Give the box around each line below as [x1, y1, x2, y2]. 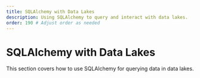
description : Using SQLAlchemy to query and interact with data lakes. [6, 14, 188, 20]
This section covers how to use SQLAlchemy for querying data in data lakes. [6, 65, 194, 72]
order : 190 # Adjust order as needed [6, 20, 100, 26]
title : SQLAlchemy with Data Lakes [6, 8, 95, 15]
